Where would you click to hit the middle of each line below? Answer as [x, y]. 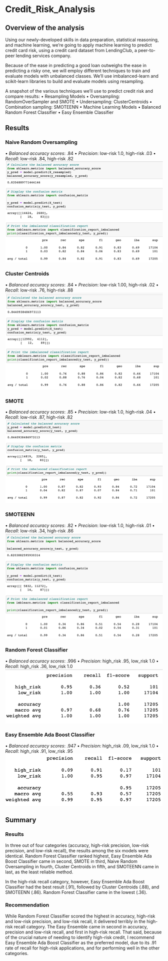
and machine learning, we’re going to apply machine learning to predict [78, 45]
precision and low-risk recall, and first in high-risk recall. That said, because [83, 932]
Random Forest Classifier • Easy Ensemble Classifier [59, 112]
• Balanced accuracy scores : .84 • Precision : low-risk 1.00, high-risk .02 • [82, 284]
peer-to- [147, 50]
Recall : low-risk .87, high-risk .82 [39, 417]
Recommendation [27, 905]
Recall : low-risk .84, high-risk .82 [39, 158]
